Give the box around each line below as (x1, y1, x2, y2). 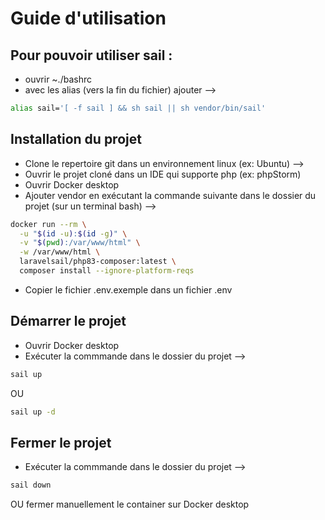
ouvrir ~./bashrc (24, 73, 92, 85)
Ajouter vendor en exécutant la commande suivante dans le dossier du (24, 189, 317, 201)
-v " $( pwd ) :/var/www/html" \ (19, 238, 141, 248)
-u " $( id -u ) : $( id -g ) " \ (19, 228, 128, 239)
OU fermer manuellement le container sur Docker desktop (10, 498, 250, 511)
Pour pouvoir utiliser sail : (10, 47, 173, 64)
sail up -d (10, 407, 56, 417)
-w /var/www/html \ (19, 247, 101, 257)
